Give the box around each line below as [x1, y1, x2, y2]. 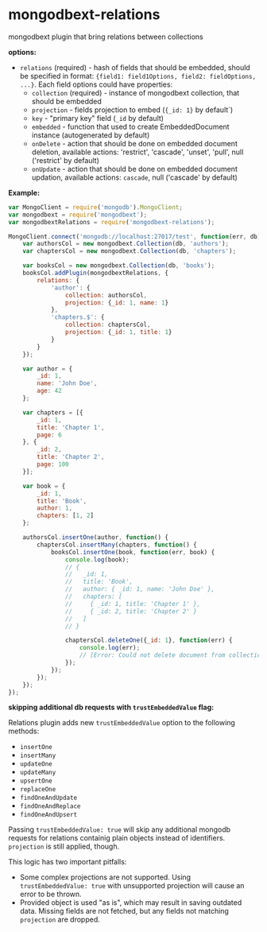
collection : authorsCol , [64, 291, 148, 299]
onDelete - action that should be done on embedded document [31, 138, 238, 148]
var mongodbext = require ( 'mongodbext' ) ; [8, 211, 148, 219]
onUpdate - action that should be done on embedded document [31, 164, 238, 173]
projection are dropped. [19, 915, 101, 924]
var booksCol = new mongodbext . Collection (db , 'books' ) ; [22, 262, 215, 270]
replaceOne [19, 786, 56, 794]
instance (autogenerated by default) [31, 130, 150, 140]
